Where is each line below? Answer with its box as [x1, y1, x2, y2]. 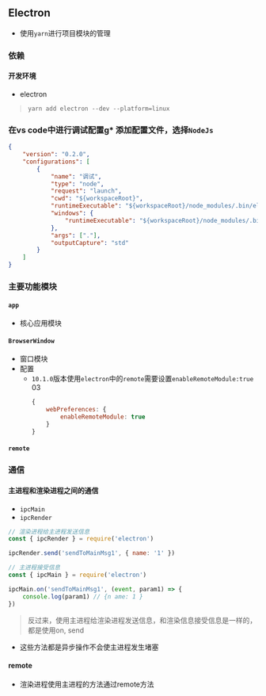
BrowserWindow [8, 337, 55, 345]
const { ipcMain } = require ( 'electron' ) [8, 571, 147, 579]
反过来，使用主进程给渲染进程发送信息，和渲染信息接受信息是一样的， [27, 615, 257, 625]
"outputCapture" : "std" [50, 239, 129, 247]
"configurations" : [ [22, 158, 90, 166]
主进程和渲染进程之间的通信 [8, 485, 99, 495]
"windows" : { [50, 209, 93, 217]
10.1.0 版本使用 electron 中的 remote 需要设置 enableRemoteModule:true [31, 374, 254, 384]
